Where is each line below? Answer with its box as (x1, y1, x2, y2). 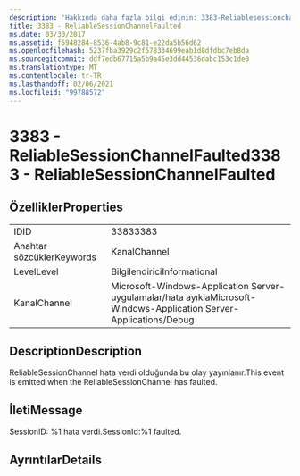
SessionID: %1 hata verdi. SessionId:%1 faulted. (9, 426, 182, 438)
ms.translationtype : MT (9, 63, 98, 72)
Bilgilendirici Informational (111, 265, 218, 278)
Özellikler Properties (9, 200, 123, 215)
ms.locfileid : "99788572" (9, 88, 105, 96)
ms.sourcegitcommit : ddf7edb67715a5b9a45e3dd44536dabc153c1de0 (9, 54, 250, 63)
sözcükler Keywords (13, 251, 96, 263)
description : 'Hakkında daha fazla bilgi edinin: (9, 13, 198, 22)
